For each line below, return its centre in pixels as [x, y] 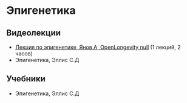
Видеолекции [34, 33]
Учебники [26, 79]
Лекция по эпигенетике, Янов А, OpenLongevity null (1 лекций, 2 [98, 47]
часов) [24, 54]
